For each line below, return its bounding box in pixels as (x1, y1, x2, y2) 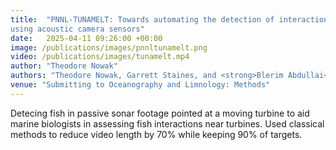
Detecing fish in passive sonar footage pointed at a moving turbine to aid (10, 107, 310, 119)
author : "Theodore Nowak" (10, 61, 118, 71)
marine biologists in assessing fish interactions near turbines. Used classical (10, 117, 325, 130)
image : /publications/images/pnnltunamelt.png (10, 42, 208, 53)
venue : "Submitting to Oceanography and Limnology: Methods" (10, 80, 271, 90)
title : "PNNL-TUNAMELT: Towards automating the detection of (10, 14, 275, 25)
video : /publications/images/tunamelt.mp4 (10, 52, 190, 62)
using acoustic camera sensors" (10, 24, 145, 34)
